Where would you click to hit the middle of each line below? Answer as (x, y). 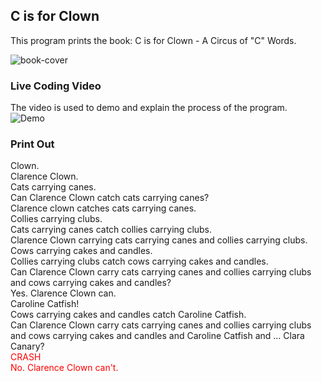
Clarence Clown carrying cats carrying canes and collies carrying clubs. (159, 240)
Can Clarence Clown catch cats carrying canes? (110, 198)
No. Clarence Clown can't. (64, 368)
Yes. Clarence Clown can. (63, 293)
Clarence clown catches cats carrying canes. (103, 208)
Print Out (32, 144)
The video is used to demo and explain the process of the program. (149, 108)
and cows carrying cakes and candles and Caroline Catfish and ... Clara (157, 336)
